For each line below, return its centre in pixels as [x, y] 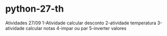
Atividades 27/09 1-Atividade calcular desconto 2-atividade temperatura [81, 23]
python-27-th [35, 9]
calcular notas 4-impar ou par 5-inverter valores [76, 28]
